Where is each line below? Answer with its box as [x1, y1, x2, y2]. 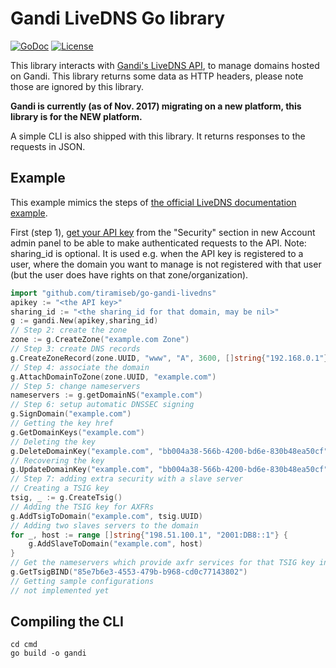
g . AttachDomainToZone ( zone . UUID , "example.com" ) [10, 372, 217, 382]
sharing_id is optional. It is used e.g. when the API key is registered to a [10, 247, 304, 259]
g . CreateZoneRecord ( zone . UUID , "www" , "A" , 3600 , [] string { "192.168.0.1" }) [10, 353, 333, 363]
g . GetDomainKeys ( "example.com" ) [10, 427, 145, 437]
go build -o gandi [10, 648, 87, 659]
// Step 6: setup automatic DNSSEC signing [10, 400, 195, 410]
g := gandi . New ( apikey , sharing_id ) [10, 316, 159, 326]
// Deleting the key [10, 437, 97, 447]
